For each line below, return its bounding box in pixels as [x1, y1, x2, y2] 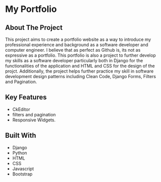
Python [12, 150, 27, 156]
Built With [5, 131, 36, 140]
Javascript [12, 166, 34, 172]
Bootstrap [12, 171, 33, 177]
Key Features [5, 93, 47, 101]
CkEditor [12, 106, 31, 112]
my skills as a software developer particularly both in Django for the [5, 58, 143, 63]
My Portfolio [5, 3, 57, 15]
